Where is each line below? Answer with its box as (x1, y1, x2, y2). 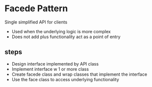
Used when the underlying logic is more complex (11, 28, 111, 34)
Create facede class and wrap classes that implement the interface (11, 71, 148, 77)
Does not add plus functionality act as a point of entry (11, 34, 121, 40)
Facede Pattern (4, 3, 68, 14)
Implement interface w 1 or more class (11, 66, 89, 72)
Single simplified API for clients (4, 19, 68, 25)
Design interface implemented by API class (11, 61, 99, 66)
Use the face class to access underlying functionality (11, 76, 120, 82)
